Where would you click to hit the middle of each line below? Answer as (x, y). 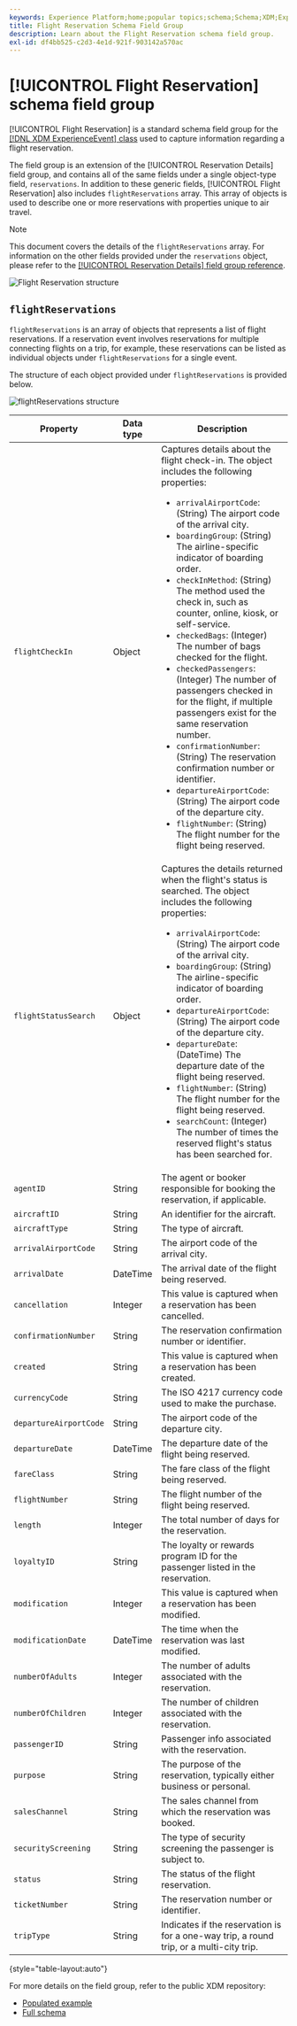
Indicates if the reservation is (221, 1925)
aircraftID (36, 1214)
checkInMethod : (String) (224, 580)
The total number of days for (221, 1519)
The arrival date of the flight (219, 1268)
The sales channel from (210, 1801)
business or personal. (206, 1786)
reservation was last (203, 1640)
